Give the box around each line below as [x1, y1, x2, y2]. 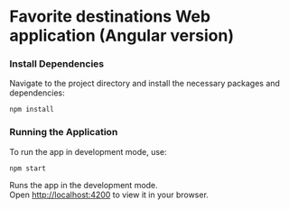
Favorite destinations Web [9, 6, 210, 27]
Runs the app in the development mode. [9, 179, 158, 190]
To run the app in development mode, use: [9, 146, 167, 157]
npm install [9, 105, 54, 114]
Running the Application [9, 126, 118, 139]
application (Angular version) [9, 25, 235, 46]
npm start [9, 164, 47, 173]
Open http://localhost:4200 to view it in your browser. [9, 189, 210, 200]
